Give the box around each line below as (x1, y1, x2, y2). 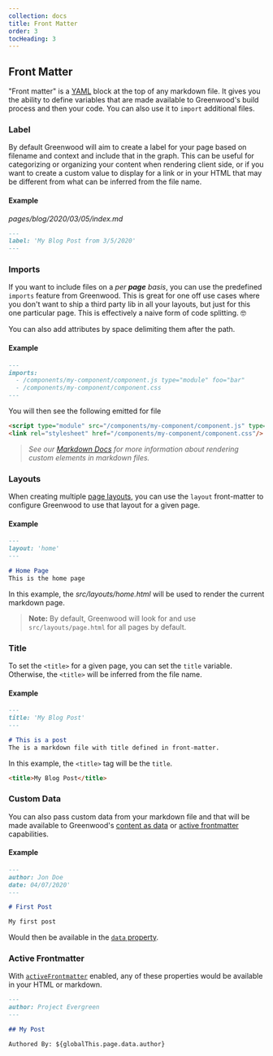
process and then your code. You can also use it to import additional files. (8, 103, 255, 114)
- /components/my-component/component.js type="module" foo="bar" (15, 376, 245, 385)
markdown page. (8, 597, 65, 607)
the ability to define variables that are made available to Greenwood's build (8, 95, 259, 105)
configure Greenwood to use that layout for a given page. (8, 500, 201, 510)
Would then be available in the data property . (8, 932, 159, 942)
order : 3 (8, 27, 38, 35)
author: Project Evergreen (8, 1003, 100, 1011)
